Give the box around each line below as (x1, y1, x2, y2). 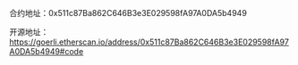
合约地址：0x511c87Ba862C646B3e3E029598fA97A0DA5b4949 (9, 8, 248, 18)
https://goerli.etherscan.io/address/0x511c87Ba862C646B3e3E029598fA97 (9, 37, 289, 47)
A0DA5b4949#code (9, 46, 84, 56)
